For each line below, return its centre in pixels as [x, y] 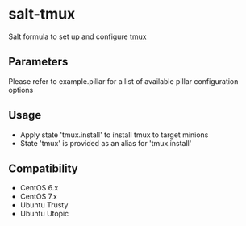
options [21, 90]
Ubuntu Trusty [44, 205]
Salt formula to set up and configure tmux [77, 36]
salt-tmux [42, 14]
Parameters [38, 62]
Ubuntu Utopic [44, 214]
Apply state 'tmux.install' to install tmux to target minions [114, 135]
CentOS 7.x [39, 197]
